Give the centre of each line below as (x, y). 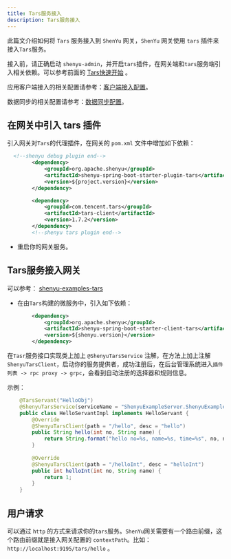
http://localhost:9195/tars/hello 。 (60, 548)
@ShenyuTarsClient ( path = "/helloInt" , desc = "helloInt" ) (118, 464)
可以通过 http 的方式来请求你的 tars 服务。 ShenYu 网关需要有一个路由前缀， (112, 531)
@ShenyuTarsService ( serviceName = (69, 407)
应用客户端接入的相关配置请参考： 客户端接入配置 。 (79, 87)
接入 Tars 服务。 (29, 49)
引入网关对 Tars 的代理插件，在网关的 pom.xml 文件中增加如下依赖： (101, 143)
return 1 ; (58, 477)
